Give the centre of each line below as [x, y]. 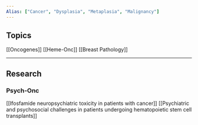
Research [24, 73]
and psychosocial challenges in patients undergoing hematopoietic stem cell [99, 110]
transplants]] [22, 116]
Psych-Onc [23, 90]
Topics [19, 36]
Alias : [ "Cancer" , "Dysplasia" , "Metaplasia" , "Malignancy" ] [83, 11]
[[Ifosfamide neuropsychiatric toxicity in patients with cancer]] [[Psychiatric [98, 103]
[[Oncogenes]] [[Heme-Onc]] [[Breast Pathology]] [67, 50]
